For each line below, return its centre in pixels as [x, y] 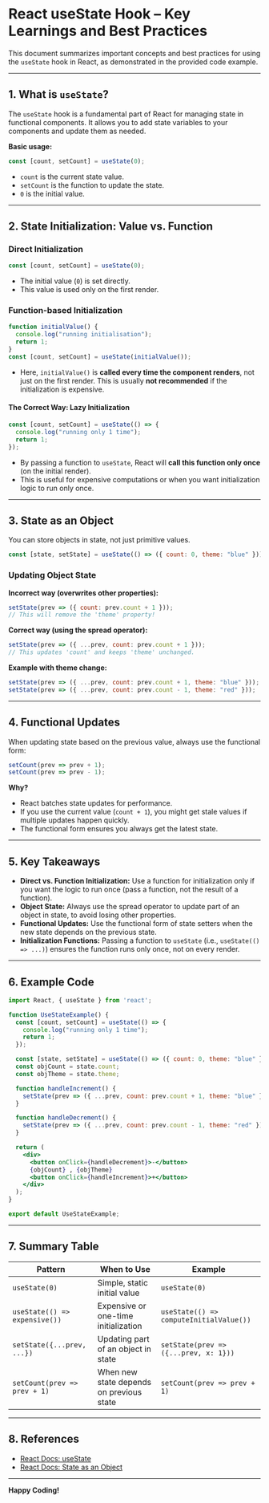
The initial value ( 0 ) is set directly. [75, 281]
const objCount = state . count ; [68, 1067]
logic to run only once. [57, 488]
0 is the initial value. [52, 193]
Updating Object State [52, 575]
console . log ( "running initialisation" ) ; [84, 335]
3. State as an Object [61, 520]
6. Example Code [51, 982]
